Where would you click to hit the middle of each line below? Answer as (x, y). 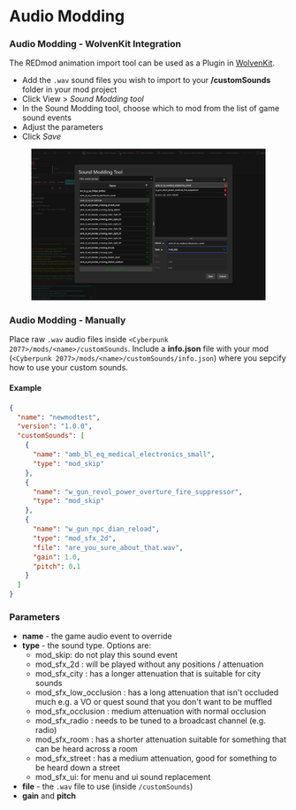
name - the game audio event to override (97, 636)
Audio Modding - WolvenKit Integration (95, 44)
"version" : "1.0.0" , (55, 426)
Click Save (42, 137)
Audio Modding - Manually (68, 320)
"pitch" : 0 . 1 (57, 566)
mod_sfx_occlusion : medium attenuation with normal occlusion (151, 711)
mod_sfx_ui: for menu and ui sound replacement (123, 777)
